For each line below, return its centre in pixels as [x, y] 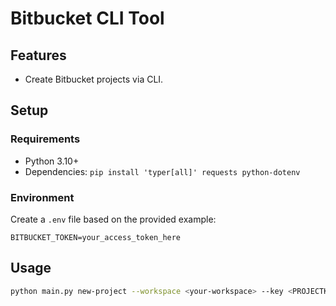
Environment [42, 197]
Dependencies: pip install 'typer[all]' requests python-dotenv [162, 171]
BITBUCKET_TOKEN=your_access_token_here [96, 237]
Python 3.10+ [52, 161]
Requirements [45, 139]
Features [38, 55]
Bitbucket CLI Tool [87, 18]
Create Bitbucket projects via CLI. [94, 79]
